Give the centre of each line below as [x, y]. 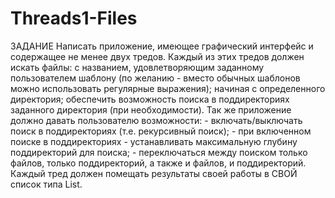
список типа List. [46, 184]
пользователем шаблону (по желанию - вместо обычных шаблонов [155, 78]
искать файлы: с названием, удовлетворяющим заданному [137, 67]
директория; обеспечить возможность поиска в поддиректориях [150, 99]
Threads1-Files [74, 18]
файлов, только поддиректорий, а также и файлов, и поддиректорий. [158, 163]
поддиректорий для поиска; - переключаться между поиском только [159, 152]
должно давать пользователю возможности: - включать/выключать [156, 120]
